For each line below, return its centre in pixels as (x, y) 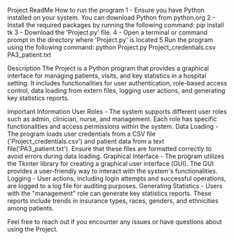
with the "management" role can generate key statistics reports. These (109, 193)
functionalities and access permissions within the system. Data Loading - (113, 126)
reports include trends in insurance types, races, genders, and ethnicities (113, 201)
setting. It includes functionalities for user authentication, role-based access (117, 83)
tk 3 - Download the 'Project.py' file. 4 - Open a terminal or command (108, 32)
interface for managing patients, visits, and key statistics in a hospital (107, 76)
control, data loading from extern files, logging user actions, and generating (116, 91)
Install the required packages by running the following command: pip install (116, 25)
